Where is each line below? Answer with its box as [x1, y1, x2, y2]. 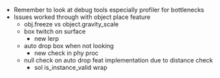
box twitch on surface [23, 27, 86, 35]
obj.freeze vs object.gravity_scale [23, 20, 119, 28]
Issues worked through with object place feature [13, 13, 151, 21]
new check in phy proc [34, 49, 99, 57]
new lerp [34, 35, 60, 43]
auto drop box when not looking [23, 42, 114, 50]
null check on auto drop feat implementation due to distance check [23, 56, 214, 64]
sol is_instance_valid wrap [34, 64, 108, 71]
